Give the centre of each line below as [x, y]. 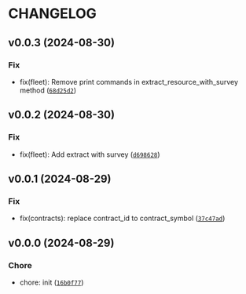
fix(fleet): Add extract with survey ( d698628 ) [90, 154]
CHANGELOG [52, 14]
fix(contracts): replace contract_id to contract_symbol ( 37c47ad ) [122, 218]
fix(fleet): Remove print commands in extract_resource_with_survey [129, 82]
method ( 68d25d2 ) [48, 90]
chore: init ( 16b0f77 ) [51, 282]
